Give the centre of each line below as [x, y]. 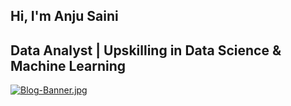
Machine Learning [68, 65]
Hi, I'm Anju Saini [64, 16]
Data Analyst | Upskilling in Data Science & [146, 50]
